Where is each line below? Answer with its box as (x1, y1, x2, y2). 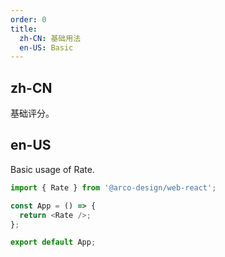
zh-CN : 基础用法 (19, 33, 82, 43)
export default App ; (10, 237, 97, 248)
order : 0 (10, 14, 47, 25)
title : (10, 24, 38, 34)
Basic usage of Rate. (10, 163, 95, 175)
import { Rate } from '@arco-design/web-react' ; (10, 182, 217, 193)
